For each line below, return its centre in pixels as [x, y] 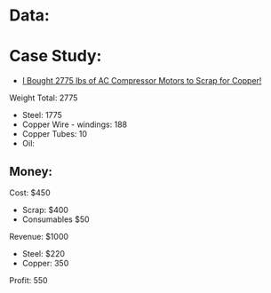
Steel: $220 [43, 253]
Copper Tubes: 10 [54, 134]
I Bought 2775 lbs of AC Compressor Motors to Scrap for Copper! [142, 81]
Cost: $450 [30, 193]
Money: [31, 171]
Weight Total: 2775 [44, 98]
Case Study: [56, 56]
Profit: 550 [28, 280]
